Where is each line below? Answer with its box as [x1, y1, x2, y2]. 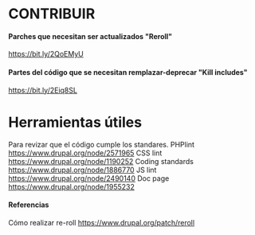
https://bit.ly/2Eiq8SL [8, 85, 78, 95]
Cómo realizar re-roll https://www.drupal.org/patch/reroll [8, 217, 195, 227]
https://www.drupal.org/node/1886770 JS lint [8, 165, 157, 174]
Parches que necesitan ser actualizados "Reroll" [8, 31, 173, 41]
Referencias [8, 200, 49, 210]
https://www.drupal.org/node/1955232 [8, 182, 135, 191]
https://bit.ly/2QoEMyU [8, 49, 84, 59]
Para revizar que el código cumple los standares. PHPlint [8, 139, 195, 149]
